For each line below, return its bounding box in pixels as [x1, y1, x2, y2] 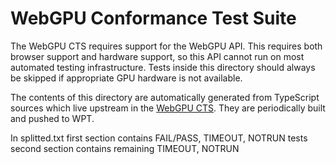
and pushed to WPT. [10, 112, 95, 124]
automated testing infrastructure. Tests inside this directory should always [10, 61, 316, 73]
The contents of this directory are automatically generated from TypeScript [10, 91, 320, 103]
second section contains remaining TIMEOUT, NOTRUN [10, 142, 240, 154]
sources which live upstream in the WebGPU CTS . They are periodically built [10, 102, 326, 114]
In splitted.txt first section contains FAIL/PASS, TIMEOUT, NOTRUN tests [10, 132, 308, 144]
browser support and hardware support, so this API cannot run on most [10, 50, 305, 62]
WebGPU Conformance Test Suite [10, 7, 297, 30]
